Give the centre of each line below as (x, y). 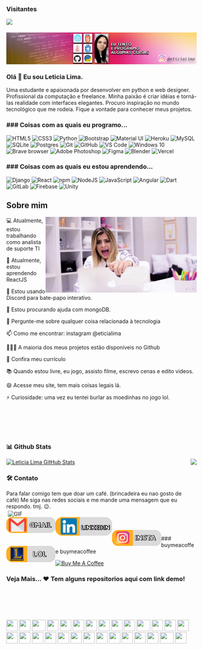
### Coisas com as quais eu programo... (67, 125)
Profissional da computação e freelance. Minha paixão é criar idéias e (93, 96)
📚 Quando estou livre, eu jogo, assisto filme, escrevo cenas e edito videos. (100, 371)
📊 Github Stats (29, 446)
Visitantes (22, 9)
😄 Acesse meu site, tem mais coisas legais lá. (64, 385)
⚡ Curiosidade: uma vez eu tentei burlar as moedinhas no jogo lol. (88, 397)
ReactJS (17, 279)
